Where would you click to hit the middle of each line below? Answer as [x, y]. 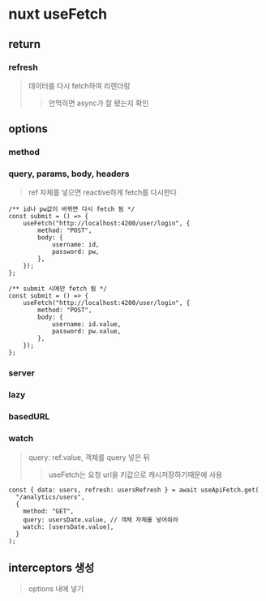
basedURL [29, 417]
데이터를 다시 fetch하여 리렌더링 [79, 85]
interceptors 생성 [51, 567]
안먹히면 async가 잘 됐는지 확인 [99, 103]
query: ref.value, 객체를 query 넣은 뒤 [89, 457]
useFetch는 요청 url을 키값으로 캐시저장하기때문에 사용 [135, 474]
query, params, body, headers [69, 174]
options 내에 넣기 [56, 589]
